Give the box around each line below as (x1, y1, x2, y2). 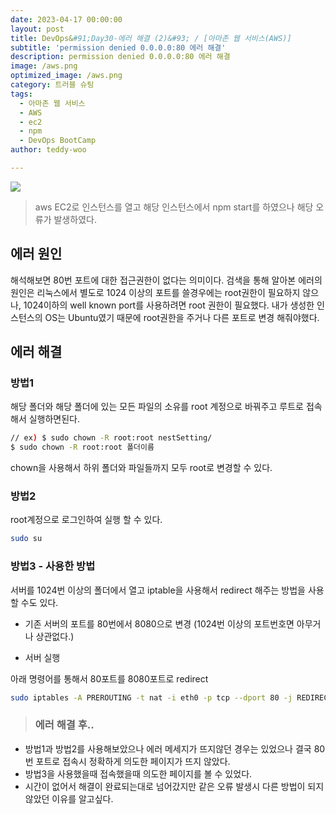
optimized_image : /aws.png (10, 71, 123, 81)
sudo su (10, 534, 43, 544)
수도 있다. (20, 596, 59, 608)
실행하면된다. (28, 413, 81, 425)
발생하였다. (53, 213, 97, 225)
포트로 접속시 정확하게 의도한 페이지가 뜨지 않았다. (35, 755, 231, 767)
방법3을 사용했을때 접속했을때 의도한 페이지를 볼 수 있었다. (24, 767, 253, 780)
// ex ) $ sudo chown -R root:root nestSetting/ (10, 433, 213, 443)
